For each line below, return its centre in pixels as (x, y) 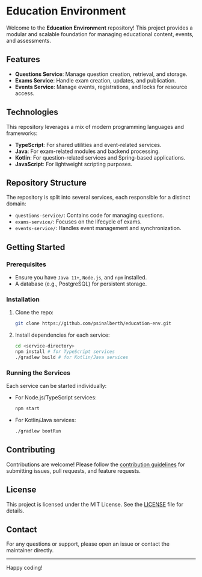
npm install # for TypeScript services (65, 352)
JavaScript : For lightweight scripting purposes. (73, 164)
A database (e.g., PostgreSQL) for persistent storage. (81, 284)
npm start (27, 409)
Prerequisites (26, 264)
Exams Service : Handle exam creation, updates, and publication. (95, 80)
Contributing (31, 450)
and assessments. (29, 40)
